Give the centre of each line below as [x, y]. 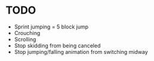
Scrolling [25, 39]
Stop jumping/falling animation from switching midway [81, 52]
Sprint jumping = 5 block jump [51, 27]
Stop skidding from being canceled [57, 46]
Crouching [27, 33]
